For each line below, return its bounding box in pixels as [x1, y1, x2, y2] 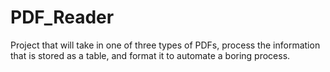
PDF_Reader [10, 6, 115, 29]
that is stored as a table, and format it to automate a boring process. [10, 49, 291, 61]
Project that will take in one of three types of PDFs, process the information [10, 39, 321, 51]
